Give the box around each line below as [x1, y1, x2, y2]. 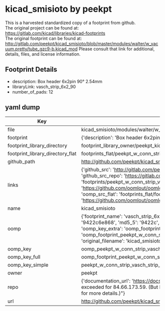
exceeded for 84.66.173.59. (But [81, 283, 158, 290]
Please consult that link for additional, [78, 46, 155, 52]
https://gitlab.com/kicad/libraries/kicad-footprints [5, 30, 106, 36]
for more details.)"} [81, 289, 125, 296]
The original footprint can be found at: [5, 35, 82, 41]
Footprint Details [5, 65, 57, 74]
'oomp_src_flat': [81, 190, 118, 197]
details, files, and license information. [5, 51, 81, 57]
